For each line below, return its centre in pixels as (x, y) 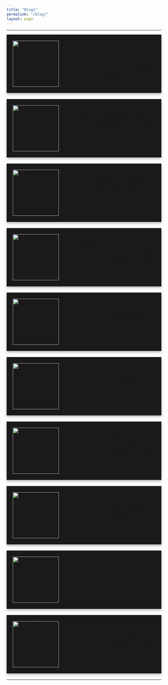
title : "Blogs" (22, 10)
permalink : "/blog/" (28, 14)
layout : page (20, 19)
